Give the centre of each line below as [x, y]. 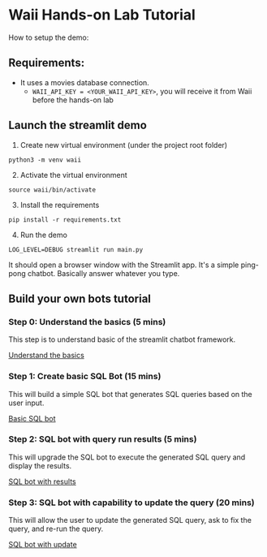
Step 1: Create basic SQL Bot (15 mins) [85, 377]
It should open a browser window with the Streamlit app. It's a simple [124, 265]
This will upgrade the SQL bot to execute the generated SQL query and [127, 457]
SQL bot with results [42, 481]
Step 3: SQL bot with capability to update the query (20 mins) [131, 503]
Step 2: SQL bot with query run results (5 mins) [103, 439]
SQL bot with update [43, 545]
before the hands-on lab [73, 100]
